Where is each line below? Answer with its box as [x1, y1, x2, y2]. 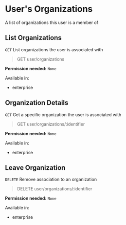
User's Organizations [5, 3, 93, 15]
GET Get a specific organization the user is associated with [5, 111, 122, 118]
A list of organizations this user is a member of [5, 20, 99, 25]
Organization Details [5, 99, 69, 107]
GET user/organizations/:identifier [17, 121, 85, 127]
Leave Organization [5, 164, 66, 172]
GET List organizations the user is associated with [5, 46, 103, 52]
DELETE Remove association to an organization [5, 177, 97, 183]
